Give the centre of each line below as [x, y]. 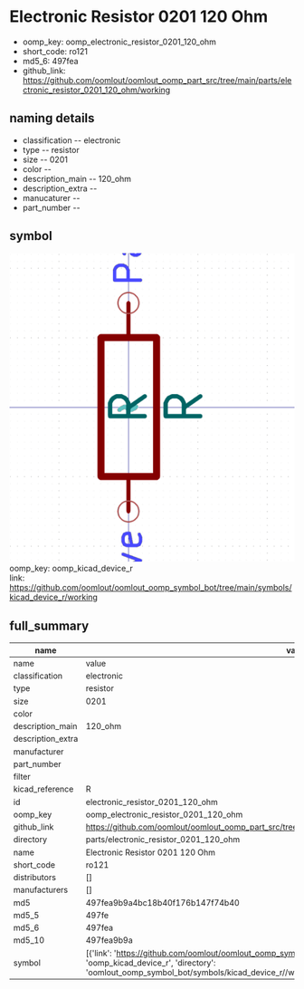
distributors [35, 878]
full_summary [49, 625]
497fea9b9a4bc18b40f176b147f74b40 [162, 902]
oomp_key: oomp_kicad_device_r [71, 569]
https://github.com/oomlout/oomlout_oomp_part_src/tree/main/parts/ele [157, 80]
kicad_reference [43, 789]
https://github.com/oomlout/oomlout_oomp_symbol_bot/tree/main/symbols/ [151, 588]
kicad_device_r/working [53, 597]
